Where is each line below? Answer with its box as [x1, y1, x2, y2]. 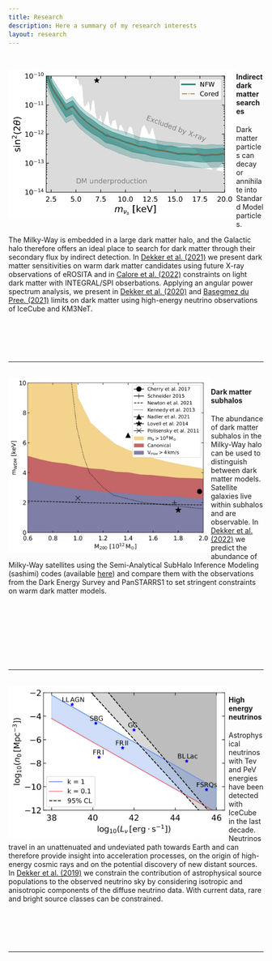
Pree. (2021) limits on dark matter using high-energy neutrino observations [8, 295, 258, 305]
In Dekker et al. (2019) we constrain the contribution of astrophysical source [8, 868, 262, 878]
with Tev [228, 756, 257, 766]
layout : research [8, 30, 67, 38]
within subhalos [210, 499, 263, 510]
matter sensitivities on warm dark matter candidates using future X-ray [8, 260, 244, 271]
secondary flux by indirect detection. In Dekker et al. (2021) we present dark [8, 252, 263, 262]
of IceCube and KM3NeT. [8, 304, 93, 314]
